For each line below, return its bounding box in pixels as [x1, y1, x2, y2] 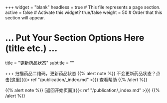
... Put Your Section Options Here [5, 32, 145, 44]
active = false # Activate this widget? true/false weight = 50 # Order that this [5, 9, 163, 15]
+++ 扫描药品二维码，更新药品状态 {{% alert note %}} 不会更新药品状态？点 [5, 70, 161, 76]
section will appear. [5, 15, 45, 20]
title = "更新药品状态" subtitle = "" [5, 60, 74, 66]
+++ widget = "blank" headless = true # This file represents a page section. [5, 4, 161, 10]
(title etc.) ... [5, 43, 58, 54]
